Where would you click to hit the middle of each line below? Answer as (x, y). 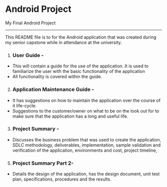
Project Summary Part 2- (43, 163)
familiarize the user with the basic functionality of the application (79, 71)
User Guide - (28, 55)
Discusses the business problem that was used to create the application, (87, 139)
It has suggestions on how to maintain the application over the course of (86, 100)
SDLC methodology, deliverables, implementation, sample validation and (86, 145)
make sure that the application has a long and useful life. (70, 116)
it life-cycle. (24, 106)
